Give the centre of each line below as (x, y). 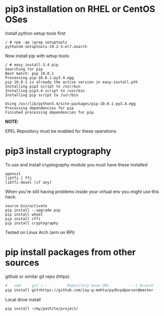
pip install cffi (23, 219)
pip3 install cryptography (58, 151)
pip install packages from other (70, 252)
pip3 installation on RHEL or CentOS (80, 9)
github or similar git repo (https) (38, 276)
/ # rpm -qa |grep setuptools (36, 42)
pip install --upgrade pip (33, 210)
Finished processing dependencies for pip (49, 112)
